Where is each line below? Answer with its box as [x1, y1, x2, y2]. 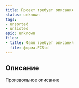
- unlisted [5, 26, 29, 31]
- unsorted [5, 21, 29, 27]
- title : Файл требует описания [5, 40, 74, 46]
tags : [5, 17, 17, 22]
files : [5, 36, 19, 41]
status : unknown [5, 12, 40, 17]
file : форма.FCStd [10, 45, 49, 50]
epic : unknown [5, 31, 36, 36]
